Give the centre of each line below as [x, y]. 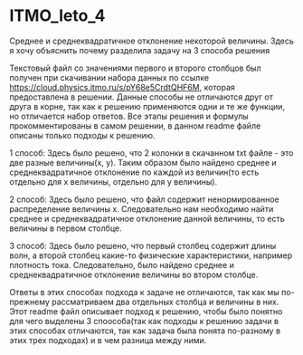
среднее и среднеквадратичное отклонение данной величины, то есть [147, 218]
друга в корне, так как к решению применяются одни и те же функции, [147, 106]
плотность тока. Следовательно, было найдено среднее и [122, 264]
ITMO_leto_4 [57, 16]
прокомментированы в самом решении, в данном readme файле [135, 125]
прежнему [29, 302]
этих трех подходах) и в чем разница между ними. [108, 340]
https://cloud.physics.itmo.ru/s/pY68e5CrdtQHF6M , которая [122, 87]
